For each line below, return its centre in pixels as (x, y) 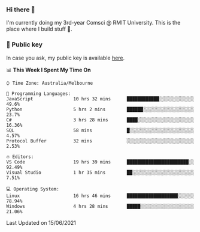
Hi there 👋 (21, 10)
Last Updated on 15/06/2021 (41, 222)
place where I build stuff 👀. (40, 29)
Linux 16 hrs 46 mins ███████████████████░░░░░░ (100, 196)
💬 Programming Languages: (38, 93)
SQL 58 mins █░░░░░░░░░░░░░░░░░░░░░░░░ (100, 130)
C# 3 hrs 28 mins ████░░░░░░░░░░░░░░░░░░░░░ (100, 120)
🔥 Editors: (20, 157)
